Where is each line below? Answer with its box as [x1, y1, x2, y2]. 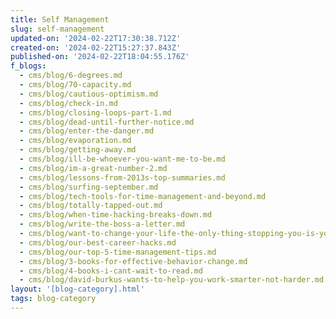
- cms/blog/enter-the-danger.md [19, 126, 155, 136]
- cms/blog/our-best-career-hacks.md [19, 237, 177, 248]
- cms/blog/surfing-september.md [19, 182, 159, 192]
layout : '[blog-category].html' [10, 284, 145, 295]
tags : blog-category [10, 294, 97, 304]
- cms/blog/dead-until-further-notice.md [19, 117, 195, 127]
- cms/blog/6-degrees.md [19, 71, 123, 81]
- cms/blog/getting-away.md [19, 145, 137, 155]
